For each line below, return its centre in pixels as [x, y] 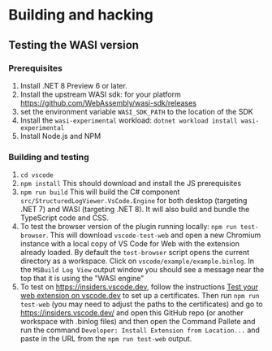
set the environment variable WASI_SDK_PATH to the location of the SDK [136, 111]
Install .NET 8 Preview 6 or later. [73, 85]
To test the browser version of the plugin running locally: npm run [128, 227]
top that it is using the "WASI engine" [82, 279]
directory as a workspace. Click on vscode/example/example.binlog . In [137, 261]
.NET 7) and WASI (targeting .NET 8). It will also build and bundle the [135, 210]
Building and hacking [81, 15]
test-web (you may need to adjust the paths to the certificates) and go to [142, 304]
